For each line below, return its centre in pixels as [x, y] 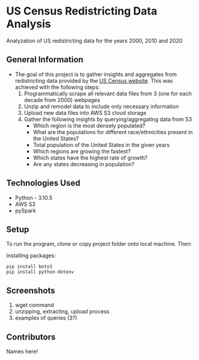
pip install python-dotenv [40, 272]
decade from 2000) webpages [62, 100]
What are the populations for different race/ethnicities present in [113, 132]
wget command [34, 305]
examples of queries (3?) [46, 318]
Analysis [29, 24]
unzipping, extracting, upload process [62, 312]
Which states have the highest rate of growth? [90, 158]
